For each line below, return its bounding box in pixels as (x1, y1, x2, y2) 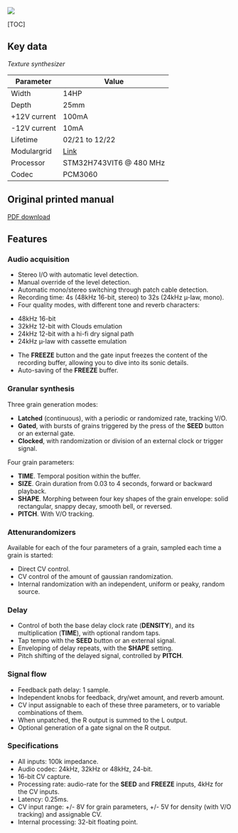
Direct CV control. (17, 564, 70, 573)
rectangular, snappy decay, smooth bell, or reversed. (17, 502, 173, 510)
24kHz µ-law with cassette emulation (17, 337, 126, 346)
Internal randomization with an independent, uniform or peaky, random (17, 580, 225, 588)
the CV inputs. (17, 787, 60, 796)
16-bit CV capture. (17, 772, 72, 780)
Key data (7, 41, 48, 53)
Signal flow (7, 669, 48, 679)
